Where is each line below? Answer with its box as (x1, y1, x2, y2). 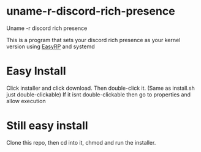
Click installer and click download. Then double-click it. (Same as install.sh (6, 84, 195, 92)
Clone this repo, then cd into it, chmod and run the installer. (6, 139, 156, 146)
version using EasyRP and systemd (6, 43, 95, 50)
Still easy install (6, 119, 88, 132)
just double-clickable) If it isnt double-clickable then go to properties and (6, 90, 191, 98)
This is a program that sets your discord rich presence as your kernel (6, 36, 181, 43)
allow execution (6, 97, 46, 104)
